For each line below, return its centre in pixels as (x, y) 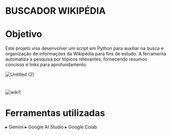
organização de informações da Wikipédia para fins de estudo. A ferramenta (86, 54)
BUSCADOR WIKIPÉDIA (56, 11)
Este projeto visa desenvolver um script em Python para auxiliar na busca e (84, 48)
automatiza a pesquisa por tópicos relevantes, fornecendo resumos (76, 59)
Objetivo (24, 34)
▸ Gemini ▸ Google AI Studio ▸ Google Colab (51, 127)
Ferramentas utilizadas (55, 113)
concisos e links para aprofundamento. (46, 65)
